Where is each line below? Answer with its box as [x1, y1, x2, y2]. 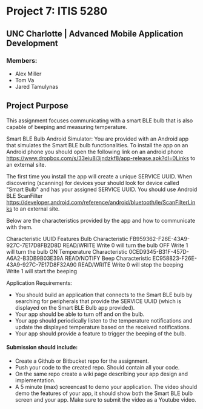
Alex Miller [15, 70, 42, 77]
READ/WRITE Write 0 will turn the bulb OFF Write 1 [62, 242, 188, 249]
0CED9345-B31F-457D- [128, 248, 190, 255]
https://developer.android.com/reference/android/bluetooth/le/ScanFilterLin [6, 198, 196, 206]
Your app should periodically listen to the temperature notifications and [15, 316, 193, 324]
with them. [6, 223, 33, 231]
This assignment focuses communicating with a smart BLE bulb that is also [6, 117, 193, 124]
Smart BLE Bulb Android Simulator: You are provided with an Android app [6, 135, 189, 142]
